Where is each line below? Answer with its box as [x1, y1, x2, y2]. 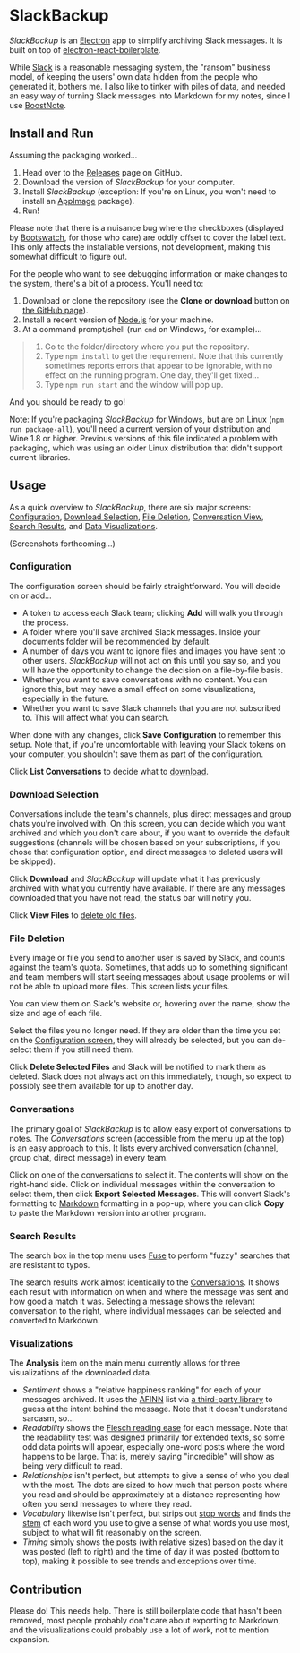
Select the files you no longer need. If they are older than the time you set [9, 1025, 281, 1036]
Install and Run [9, 126, 94, 141]
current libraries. [9, 451, 71, 462]
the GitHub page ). [21, 304, 89, 315]
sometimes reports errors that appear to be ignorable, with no [44, 360, 273, 371]
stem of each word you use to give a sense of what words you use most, [21, 1518, 291, 1529]
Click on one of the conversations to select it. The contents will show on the [9, 1169, 289, 1180]
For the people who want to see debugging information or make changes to [9, 268, 288, 278]
